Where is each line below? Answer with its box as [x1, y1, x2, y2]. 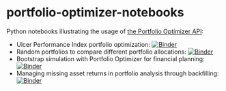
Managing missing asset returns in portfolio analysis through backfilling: [16, 69, 219, 77]
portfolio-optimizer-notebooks [6, 5, 184, 20]
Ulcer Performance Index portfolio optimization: [16, 40, 151, 48]
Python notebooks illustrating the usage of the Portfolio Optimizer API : [6, 27, 204, 35]
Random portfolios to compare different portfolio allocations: [16, 48, 187, 56]
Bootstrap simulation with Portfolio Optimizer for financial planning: [16, 54, 206, 62]
